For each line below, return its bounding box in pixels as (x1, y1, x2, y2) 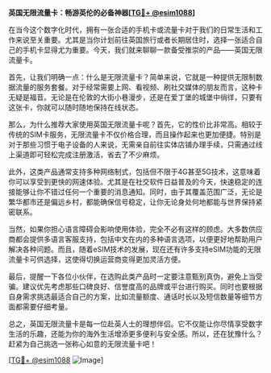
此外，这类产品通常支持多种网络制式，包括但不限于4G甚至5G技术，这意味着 (8, 167, 261, 176)
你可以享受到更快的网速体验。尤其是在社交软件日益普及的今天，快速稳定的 (8, 177, 256, 186)
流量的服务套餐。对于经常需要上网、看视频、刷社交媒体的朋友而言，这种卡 (15, 82, 263, 92)
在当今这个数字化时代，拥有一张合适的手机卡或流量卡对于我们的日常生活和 (8, 25, 256, 35)
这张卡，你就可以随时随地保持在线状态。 (8, 102, 143, 112)
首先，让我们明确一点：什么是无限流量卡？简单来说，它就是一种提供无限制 (8, 73, 256, 81)
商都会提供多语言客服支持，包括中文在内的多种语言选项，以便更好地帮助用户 (8, 234, 263, 244)
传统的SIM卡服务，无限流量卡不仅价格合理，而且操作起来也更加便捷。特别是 (8, 130, 262, 139)
